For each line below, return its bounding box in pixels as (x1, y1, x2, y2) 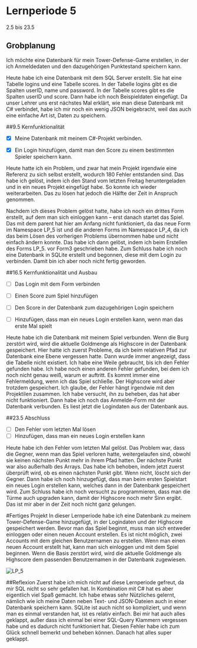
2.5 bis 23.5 (6, 24, 35, 31)
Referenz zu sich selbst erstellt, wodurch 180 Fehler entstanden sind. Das (6, 171, 184, 178)
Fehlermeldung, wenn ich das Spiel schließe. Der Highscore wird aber (6, 378, 175, 385)
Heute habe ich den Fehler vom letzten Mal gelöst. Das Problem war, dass (6, 444, 185, 451)
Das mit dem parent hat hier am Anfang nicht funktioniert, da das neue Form (6, 220, 191, 227)
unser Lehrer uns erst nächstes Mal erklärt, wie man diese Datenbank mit (6, 99, 183, 106)
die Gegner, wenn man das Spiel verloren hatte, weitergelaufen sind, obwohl (6, 450, 191, 458)
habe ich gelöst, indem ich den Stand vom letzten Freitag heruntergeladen (6, 177, 186, 184)
